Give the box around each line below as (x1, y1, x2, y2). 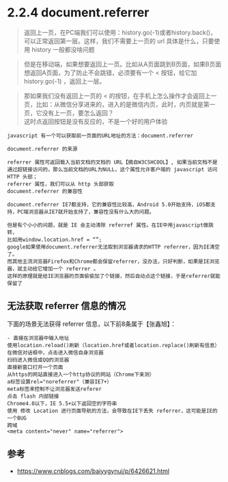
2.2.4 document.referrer (7, 5, 149, 21)
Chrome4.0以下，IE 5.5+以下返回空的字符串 (7, 400, 117, 407)
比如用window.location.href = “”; (7, 236, 102, 243)
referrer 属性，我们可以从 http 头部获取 (7, 180, 115, 188)
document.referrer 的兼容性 (7, 188, 83, 194)
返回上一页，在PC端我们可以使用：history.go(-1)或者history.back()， (23, 28, 217, 36)
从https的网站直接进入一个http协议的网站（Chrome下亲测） (7, 371, 155, 378)
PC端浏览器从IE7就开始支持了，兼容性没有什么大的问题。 (16, 208, 155, 215)
